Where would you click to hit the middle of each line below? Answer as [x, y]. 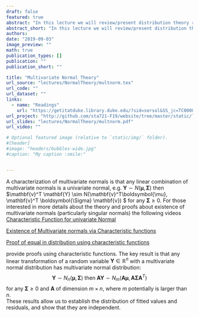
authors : [17, 34]
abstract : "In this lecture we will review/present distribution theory [98, 23]
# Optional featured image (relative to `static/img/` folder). [87, 138]
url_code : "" [22, 89]
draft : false [22, 12]
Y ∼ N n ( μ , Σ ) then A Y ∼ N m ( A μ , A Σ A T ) [99, 278]
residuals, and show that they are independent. [64, 307]
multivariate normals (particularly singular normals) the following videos [94, 213]
